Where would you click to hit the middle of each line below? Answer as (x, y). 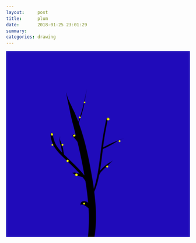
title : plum (27, 18)
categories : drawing (31, 37)
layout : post (27, 12)
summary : (17, 31)
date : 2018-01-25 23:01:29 (47, 25)
